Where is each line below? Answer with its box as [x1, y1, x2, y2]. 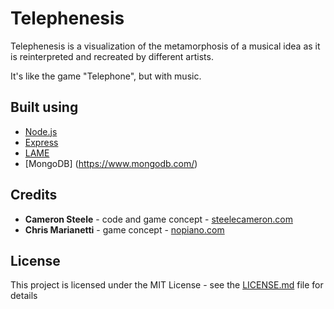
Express [24, 136, 59, 148]
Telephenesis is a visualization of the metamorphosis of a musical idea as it [10, 40, 321, 52]
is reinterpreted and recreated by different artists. [10, 50, 214, 62]
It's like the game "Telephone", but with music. [10, 70, 202, 82]
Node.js [24, 125, 58, 137]
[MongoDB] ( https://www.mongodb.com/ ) [24, 157, 198, 169]
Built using [10, 99, 79, 116]
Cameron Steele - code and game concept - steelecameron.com [24, 213, 294, 225]
